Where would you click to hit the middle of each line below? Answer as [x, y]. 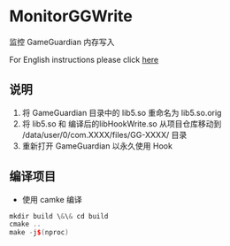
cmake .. [25, 224]
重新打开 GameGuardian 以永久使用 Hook [97, 146]
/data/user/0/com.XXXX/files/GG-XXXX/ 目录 [104, 135]
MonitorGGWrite [71, 16]
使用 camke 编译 [52, 199]
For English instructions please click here [84, 59]
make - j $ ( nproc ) [39, 233]
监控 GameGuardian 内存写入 [62, 42]
